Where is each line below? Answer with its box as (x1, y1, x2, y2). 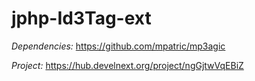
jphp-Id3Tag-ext (11, 7, 152, 30)
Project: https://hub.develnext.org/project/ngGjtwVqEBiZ (11, 59, 244, 71)
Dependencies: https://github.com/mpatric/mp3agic (11, 40, 226, 52)
